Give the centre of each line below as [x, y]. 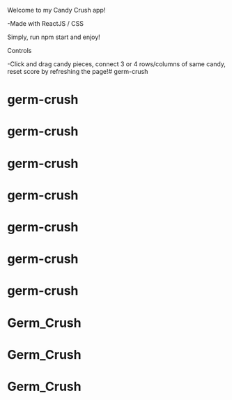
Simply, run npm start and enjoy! [54, 37]
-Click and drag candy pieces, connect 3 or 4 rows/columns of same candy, [117, 64]
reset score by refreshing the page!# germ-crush [78, 71]
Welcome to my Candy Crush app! [56, 10]
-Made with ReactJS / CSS [45, 23]
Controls [20, 51]
